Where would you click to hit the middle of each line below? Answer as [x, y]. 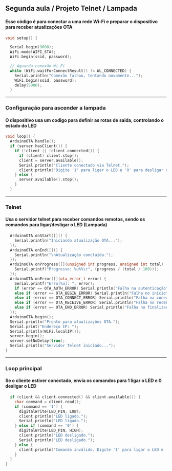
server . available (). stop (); [49, 179]
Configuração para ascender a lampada [56, 108]
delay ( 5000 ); [28, 85]
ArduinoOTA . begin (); [32, 317]
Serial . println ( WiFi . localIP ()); [46, 331]
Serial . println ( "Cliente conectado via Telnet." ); [74, 165]
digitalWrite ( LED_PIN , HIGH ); [51, 431]
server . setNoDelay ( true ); [38, 341]
